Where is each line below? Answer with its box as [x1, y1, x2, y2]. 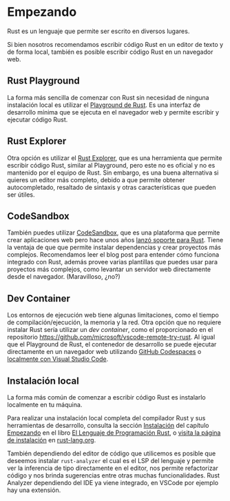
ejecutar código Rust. [7, 115, 68, 124]
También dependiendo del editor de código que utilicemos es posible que [7, 449, 216, 458]
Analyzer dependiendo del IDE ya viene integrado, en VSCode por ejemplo [7, 479, 219, 487]
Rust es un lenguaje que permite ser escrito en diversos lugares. [7, 27, 190, 35]
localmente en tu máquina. [7, 401, 83, 409]
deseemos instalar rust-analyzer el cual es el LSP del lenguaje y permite [7, 457, 214, 464]
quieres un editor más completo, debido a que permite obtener [7, 175, 185, 184]
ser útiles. [7, 190, 35, 199]
